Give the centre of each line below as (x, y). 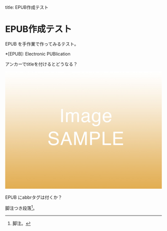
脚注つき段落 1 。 (21, 208)
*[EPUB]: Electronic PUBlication (38, 54)
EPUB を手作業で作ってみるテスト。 (42, 44)
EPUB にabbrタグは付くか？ (34, 197)
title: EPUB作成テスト (27, 7)
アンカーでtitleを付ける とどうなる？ (42, 64)
